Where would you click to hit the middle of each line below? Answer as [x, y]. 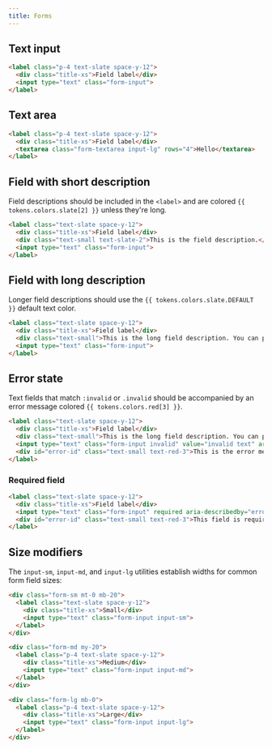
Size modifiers [46, 552]
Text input [34, 49]
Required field [36, 480]
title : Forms [30, 16]
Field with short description [79, 182]
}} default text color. [42, 308]
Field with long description [77, 280]
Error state [36, 379]
